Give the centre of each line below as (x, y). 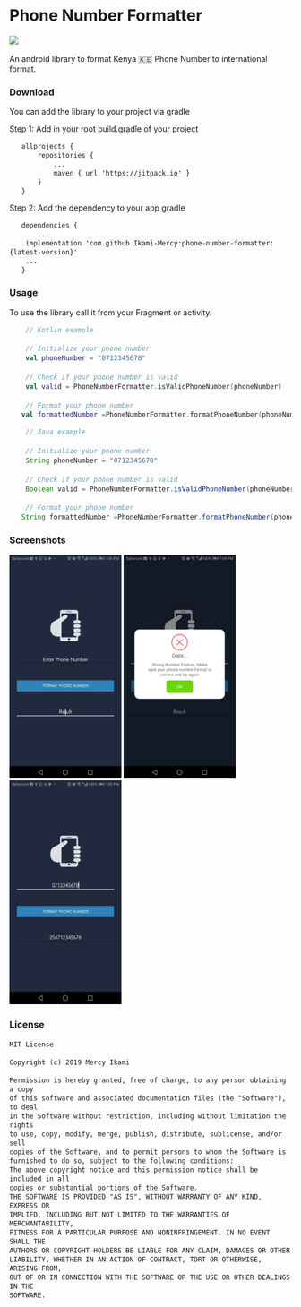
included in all (39, 1179)
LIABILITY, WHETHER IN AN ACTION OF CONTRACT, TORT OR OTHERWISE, (136, 1260)
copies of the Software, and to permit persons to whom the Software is (148, 1152)
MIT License (31, 1045)
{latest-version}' (43, 253)
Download (32, 92)
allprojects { (47, 147)
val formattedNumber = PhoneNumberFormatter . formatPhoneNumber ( (142, 415)
